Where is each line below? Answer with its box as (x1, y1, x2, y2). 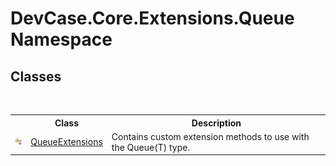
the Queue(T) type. (111, 141, 191, 153)
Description (191, 117, 242, 129)
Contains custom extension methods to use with (111, 130, 310, 142)
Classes (10, 68, 62, 85)
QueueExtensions (30, 136, 103, 148)
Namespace (10, 28, 113, 51)
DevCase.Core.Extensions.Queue (10, 7, 295, 30)
